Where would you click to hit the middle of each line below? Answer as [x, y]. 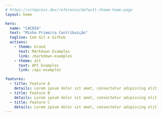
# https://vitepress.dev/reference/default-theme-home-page [69, 10]
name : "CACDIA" [25, 28]
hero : [11, 23]
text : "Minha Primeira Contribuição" [49, 33]
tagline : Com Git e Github [38, 37]
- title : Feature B [30, 93]
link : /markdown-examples [45, 56]
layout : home [19, 14]
